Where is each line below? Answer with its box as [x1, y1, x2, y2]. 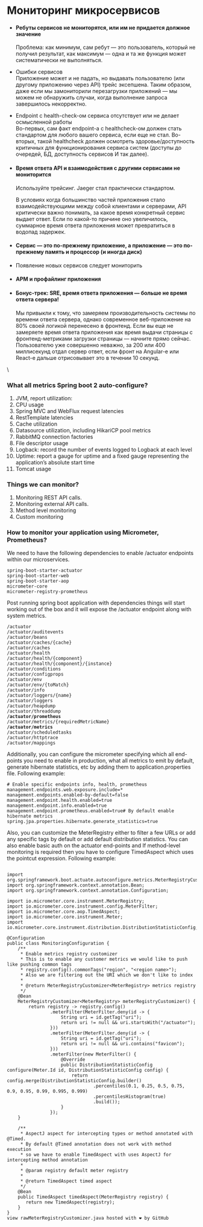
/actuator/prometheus [7, 714, 61, 720]
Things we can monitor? [7, 480, 80, 489]
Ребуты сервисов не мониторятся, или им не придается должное [15, 24, 190, 31]
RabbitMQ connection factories [15, 433, 93, 440]
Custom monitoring [15, 513, 64, 521]
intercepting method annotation [7, 1157, 88, 1163]
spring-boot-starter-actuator [7, 568, 83, 574]
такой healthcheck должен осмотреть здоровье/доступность [37, 138, 195, 145]
